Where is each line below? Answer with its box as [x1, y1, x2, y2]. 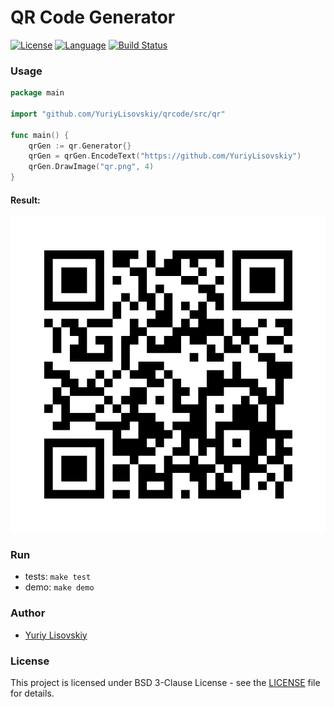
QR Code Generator [10, 6, 176, 29]
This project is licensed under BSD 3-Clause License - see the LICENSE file [10, 677, 321, 689]
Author [10, 606, 46, 620]
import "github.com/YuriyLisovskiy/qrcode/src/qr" [10, 109, 226, 119]
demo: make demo [24, 581, 95, 593]
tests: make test [24, 571, 92, 583]
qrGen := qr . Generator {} [28, 141, 132, 151]
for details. [10, 687, 55, 700]
